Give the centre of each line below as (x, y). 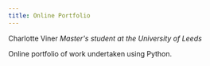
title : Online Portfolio (49, 16)
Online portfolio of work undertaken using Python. (90, 53)
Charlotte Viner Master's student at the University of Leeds (105, 38)
